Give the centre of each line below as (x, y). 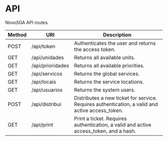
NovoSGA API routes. (27, 22)
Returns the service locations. (109, 82)
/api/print (42, 125)
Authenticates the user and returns (115, 43)
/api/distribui (46, 104)
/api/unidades (48, 57)
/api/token (44, 46)
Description (117, 34)
